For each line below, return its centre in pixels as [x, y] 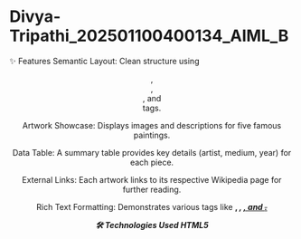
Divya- [35, 17]
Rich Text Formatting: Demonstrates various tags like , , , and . [152, 206]
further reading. [152, 189]
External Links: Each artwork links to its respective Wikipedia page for [152, 179]
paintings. [152, 135]
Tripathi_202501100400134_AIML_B [149, 36]
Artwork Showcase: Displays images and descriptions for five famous [152, 125]
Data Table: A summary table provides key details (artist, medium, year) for [152, 152]
